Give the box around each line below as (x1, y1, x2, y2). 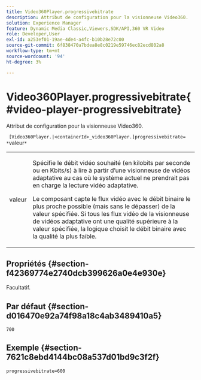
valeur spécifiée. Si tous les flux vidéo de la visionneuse (32, 210, 190, 218)
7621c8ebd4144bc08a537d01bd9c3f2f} (6, 352, 160, 363)
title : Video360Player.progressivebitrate (6, 8, 114, 15)
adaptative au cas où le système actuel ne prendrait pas (32, 174, 190, 182)
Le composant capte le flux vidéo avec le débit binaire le (32, 195, 191, 203)
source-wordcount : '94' (6, 53, 66, 59)
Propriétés (6, 258, 47, 269)
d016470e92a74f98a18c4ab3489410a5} (6, 310, 162, 321)
